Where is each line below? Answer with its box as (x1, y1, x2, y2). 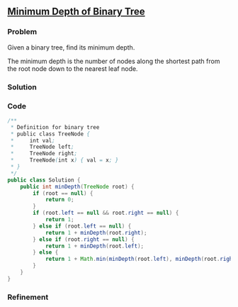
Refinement (7, 292, 49, 302)
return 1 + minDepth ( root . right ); (45, 229, 147, 236)
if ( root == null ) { (33, 189, 93, 197)
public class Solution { (7, 177, 81, 184)
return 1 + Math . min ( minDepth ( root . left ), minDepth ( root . (45, 255, 220, 263)
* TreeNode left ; (10, 143, 74, 151)
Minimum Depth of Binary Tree (7, 6, 145, 18)
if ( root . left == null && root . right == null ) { (33, 209, 179, 217)
